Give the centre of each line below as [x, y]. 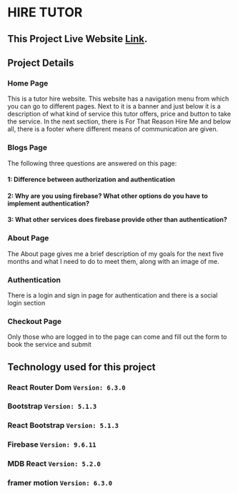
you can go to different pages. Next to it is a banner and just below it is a [114, 106]
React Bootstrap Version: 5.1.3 [63, 425]
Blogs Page [28, 148]
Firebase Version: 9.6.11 [52, 444]
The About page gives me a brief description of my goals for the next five [115, 253]
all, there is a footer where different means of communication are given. [113, 129]
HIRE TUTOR [45, 12]
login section [26, 303]
